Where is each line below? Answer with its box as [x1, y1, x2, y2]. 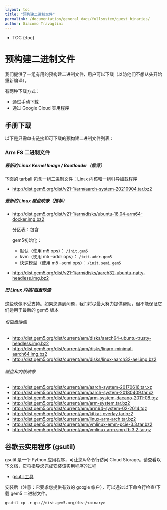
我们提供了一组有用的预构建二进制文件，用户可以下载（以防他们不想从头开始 [5, 71, 162, 77]
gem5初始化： [12, 237, 42, 243]
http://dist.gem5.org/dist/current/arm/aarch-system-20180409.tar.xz [12, 390, 154, 396]
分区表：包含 [12, 226, 39, 232]
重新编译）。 [5, 78, 29, 84]
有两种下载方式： [5, 88, 40, 94]
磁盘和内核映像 [5, 368, 36, 374]
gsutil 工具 [12, 474, 34, 480]
